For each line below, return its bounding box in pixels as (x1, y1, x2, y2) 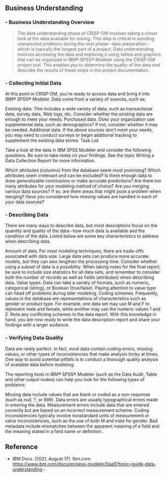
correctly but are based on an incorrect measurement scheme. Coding (5, 407, 150, 413)
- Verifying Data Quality (5, 334, 63, 341)
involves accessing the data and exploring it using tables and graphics (17, 51, 161, 57)
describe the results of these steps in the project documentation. (17, 67, 150, 73)
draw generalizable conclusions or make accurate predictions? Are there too (5, 177, 162, 183)
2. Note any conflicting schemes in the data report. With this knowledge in (5, 312, 157, 318)
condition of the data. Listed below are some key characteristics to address (5, 233, 159, 239)
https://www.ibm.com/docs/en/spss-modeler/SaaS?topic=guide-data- (12, 461, 157, 467)
